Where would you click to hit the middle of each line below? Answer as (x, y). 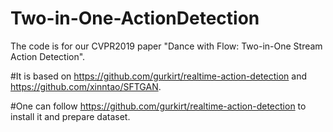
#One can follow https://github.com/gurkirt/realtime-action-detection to (158, 106)
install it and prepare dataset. (70, 116)
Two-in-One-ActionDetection (135, 18)
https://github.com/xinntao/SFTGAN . (86, 86)
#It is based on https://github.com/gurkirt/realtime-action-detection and (158, 76)
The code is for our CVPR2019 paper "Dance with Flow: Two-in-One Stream (166, 46)
